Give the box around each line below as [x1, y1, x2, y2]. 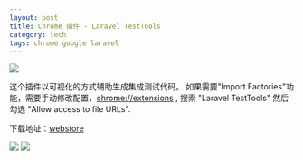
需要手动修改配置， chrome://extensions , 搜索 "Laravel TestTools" [24, 92, 271, 104]
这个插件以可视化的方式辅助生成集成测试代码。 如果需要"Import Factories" [9, 81, 287, 92]
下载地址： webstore [9, 123, 84, 134]
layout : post [9, 13, 59, 23]
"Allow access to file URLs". [26, 104, 131, 115]
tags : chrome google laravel [9, 38, 119, 48]
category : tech [9, 30, 67, 39]
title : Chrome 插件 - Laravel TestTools [9, 22, 161, 31]
